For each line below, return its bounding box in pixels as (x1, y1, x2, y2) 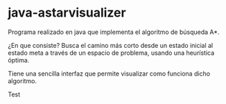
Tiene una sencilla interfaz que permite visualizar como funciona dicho (8, 69, 211, 78)
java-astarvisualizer (8, 5, 127, 21)
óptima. (8, 55, 30, 64)
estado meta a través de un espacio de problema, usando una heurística (8, 49, 215, 57)
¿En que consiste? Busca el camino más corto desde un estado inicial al (8, 41, 214, 49)
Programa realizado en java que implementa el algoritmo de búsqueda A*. (8, 28, 220, 36)
